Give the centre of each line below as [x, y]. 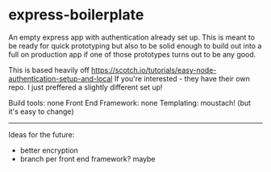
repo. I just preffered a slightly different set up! [85, 87]
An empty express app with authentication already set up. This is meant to [132, 37]
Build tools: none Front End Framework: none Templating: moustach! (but [130, 103]
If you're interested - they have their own [182, 78]
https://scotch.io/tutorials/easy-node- [154, 69]
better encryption [49, 150]
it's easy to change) [41, 111]
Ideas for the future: [42, 134]
